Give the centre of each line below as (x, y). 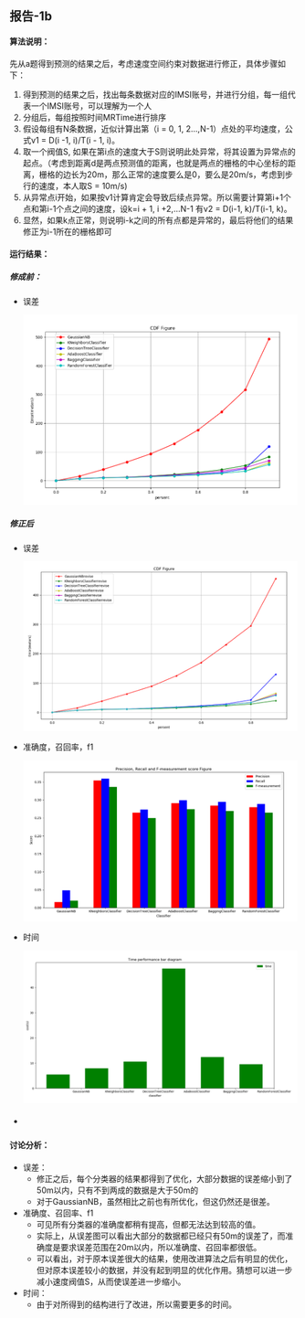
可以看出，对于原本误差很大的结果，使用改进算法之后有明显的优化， (164, 1259)
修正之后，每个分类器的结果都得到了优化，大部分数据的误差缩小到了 (164, 1179)
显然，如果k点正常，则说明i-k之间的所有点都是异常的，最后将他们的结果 (158, 220)
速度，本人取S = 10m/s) (83, 186)
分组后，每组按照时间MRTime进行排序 (95, 117)
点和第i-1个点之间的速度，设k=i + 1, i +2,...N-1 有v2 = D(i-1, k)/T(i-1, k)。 (157, 208)
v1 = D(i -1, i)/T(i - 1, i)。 (75, 140)
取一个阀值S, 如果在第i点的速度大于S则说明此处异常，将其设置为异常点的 (159, 151)
